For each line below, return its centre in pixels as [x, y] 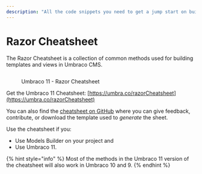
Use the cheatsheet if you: [39, 129]
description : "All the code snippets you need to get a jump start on [96, 12]
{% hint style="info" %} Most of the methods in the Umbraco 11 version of [98, 158]
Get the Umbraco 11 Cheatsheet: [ [48, 93]
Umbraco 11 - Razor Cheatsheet [61, 81]
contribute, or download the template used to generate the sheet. [87, 117]
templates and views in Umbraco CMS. [54, 64]
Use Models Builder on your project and [64, 140]
